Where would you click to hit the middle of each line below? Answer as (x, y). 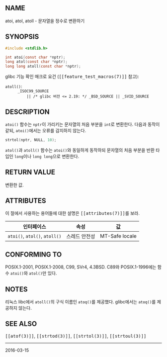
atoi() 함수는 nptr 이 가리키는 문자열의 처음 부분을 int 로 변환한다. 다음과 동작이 (83, 124)
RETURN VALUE (30, 172)
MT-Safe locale (118, 236)
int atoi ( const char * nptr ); (35, 57)
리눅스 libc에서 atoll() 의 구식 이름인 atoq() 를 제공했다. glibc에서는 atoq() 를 (81, 302)
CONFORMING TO (34, 254)
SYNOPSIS (22, 37)
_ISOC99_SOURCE (33, 91)
